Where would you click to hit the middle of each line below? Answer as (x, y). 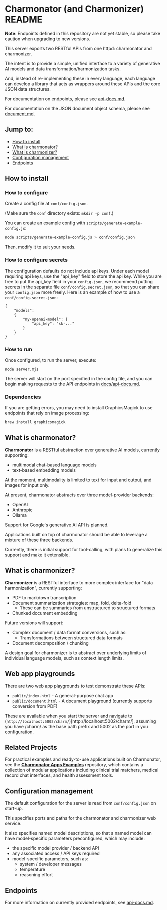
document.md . (20, 114)
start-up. (14, 808)
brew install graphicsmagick (35, 422)
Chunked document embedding (45, 613)
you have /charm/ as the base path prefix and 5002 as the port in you (77, 726)
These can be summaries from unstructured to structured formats (87, 608)
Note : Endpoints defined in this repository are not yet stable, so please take (83, 33)
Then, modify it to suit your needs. (40, 247)
